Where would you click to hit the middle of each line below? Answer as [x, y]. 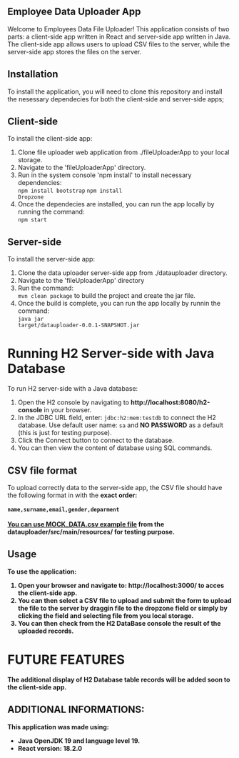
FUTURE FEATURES [66, 659]
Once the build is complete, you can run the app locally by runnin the [119, 304]
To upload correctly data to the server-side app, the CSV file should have [115, 488]
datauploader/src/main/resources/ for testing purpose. [91, 532]
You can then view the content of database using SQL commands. [115, 448]
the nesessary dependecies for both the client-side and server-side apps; [116, 99]
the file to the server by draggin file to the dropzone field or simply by [123, 608]
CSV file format [42, 470]
